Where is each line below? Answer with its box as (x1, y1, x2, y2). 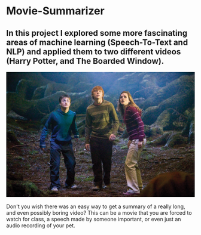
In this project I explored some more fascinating (6, 28, 188, 38)
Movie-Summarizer (6, 4, 105, 18)
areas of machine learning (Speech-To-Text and (6, 37, 188, 47)
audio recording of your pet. (6, 222, 76, 229)
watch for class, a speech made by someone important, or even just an (6, 216, 181, 223)
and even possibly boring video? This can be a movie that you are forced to (6, 209, 193, 217)
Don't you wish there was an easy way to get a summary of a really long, (6, 203, 185, 210)
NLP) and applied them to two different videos (6, 47, 181, 57)
